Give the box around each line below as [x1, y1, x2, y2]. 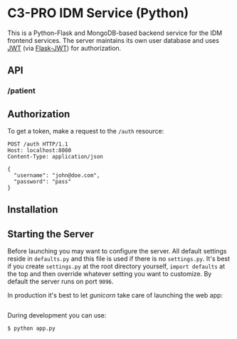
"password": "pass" [14, 178, 72, 186]
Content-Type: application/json [7, 153, 103, 161]
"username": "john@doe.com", [14, 172, 100, 179]
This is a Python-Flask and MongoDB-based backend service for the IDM [7, 29, 223, 37]
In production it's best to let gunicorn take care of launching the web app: [7, 291, 223, 300]
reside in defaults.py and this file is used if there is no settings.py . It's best [7, 255, 230, 263]
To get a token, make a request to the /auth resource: [7, 127, 164, 136]
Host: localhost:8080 [7, 147, 72, 154]
